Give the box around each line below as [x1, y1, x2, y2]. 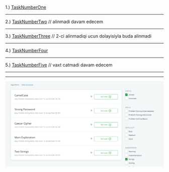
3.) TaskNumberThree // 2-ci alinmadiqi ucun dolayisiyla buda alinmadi [5, 33, 152, 39]
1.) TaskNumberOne [5, 5, 46, 10]
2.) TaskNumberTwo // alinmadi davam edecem [5, 19, 103, 25]
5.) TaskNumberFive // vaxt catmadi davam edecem [5, 62, 113, 68]
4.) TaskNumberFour [5, 48, 48, 53]
